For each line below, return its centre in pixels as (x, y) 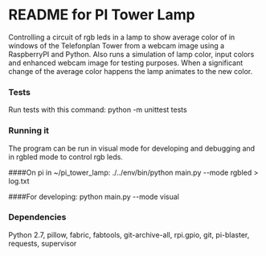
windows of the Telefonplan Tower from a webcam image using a (117, 45)
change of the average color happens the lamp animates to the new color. (131, 71)
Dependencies (37, 217)
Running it (29, 130)
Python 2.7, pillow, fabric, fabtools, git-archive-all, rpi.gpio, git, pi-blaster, (129, 234)
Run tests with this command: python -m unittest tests (98, 109)
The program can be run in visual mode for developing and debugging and (132, 148)
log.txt (19, 181)
